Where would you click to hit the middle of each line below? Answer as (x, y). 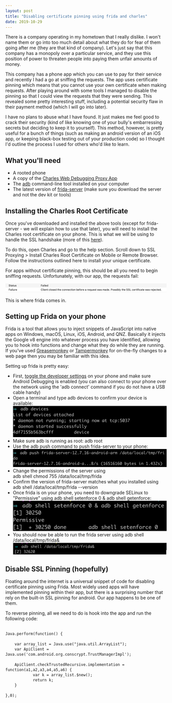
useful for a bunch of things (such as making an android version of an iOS (83, 133)
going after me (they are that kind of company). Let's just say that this (79, 48)
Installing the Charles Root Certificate (67, 211)
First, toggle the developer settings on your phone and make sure (82, 376)
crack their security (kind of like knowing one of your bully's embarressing (84, 122)
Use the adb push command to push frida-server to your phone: (80, 446)
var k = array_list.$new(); (63, 675)
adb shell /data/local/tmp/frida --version (55, 487)
